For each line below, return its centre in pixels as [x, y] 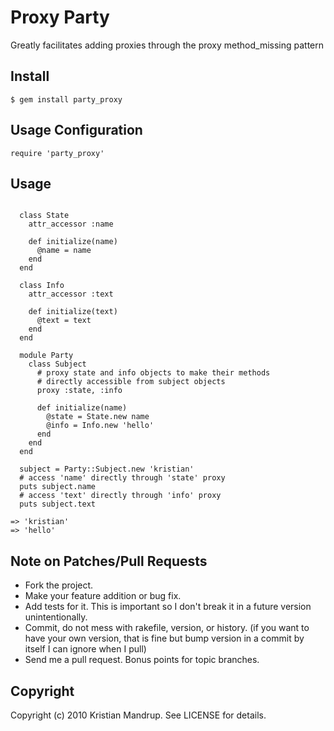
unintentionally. [56, 617]
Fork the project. [59, 585]
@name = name [64, 251]
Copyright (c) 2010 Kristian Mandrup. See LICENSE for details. [138, 715]
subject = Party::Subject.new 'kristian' [107, 469]
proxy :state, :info [79, 391]
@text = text [64, 321]
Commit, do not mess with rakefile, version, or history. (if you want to [167, 628]
